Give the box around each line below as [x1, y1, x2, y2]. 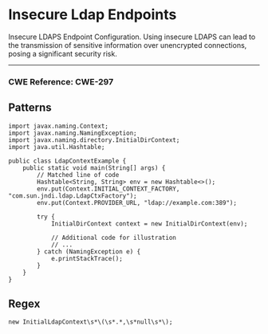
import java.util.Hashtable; [8, 143, 105, 151]
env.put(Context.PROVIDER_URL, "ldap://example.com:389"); [37, 198, 238, 206]
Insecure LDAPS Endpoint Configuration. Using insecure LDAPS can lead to [8, 32, 256, 41]
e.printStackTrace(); [50, 254, 124, 262]
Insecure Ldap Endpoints [8, 6, 177, 24]
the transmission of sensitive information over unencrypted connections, [8, 40, 247, 49]
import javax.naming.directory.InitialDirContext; [8, 136, 180, 144]
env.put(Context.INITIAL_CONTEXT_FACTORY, [37, 185, 180, 193]
